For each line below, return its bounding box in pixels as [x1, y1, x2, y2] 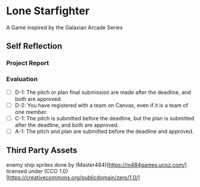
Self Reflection [6, 41, 63, 51]
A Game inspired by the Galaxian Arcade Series [6, 24, 123, 31]
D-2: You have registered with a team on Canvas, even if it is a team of [14, 101, 189, 108]
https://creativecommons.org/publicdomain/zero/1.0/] [8, 174, 140, 181]
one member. [14, 108, 48, 116]
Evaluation [6, 75, 38, 83]
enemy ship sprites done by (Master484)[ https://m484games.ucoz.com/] [6, 161, 187, 168]
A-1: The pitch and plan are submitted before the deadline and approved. [14, 127, 194, 135]
